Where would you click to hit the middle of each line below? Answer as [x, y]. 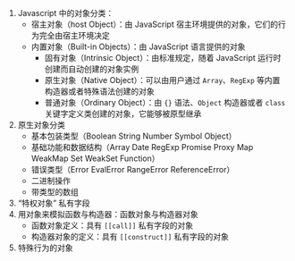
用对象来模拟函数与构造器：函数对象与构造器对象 [108, 214]
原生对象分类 [41, 125]
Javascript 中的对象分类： [66, 13]
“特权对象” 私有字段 [54, 203]
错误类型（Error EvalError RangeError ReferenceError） [133, 169]
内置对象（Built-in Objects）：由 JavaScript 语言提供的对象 [138, 46]
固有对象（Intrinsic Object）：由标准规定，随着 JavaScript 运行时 [163, 58]
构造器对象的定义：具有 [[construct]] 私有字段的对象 [130, 236]
